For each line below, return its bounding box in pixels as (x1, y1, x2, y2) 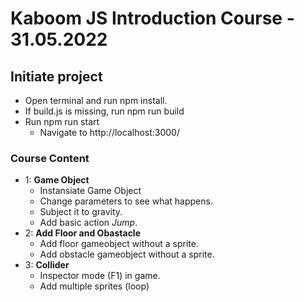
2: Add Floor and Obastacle (24, 227, 142, 239)
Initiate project (10, 68, 103, 85)
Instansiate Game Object (39, 185, 142, 197)
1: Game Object (24, 174, 90, 186)
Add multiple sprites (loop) (39, 280, 150, 292)
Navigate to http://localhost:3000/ (39, 127, 180, 138)
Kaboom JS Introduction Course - (10, 7, 295, 30)
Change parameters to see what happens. (39, 195, 213, 207)
